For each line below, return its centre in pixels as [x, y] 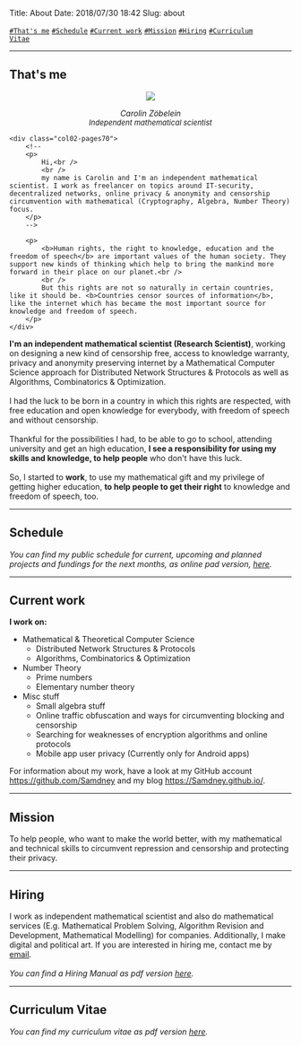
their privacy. [34, 858]
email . [21, 954]
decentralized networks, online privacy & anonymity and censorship [140, 193]
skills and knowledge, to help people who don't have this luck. [126, 458]
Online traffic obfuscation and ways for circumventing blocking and [160, 716]
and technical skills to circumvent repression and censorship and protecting [149, 849]
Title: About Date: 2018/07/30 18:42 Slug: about [97, 13]
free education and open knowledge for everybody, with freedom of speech [150, 410]
